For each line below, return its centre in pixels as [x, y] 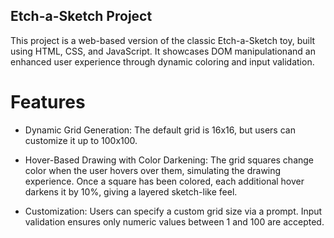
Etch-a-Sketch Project [81, 16]
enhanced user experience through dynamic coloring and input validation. [162, 61]
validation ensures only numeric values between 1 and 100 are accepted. [174, 221]
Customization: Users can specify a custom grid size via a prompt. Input [173, 211]
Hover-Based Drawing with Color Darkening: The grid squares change [169, 160]
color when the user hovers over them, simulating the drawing [153, 170]
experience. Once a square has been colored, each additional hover [164, 181]
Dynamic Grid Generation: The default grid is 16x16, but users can [160, 130]
